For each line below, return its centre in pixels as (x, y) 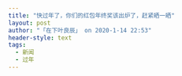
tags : (17, 45)
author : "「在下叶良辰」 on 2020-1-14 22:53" (80, 30)
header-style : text (40, 38)
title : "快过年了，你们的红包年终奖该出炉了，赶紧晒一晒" (91, 15)
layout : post (30, 23)
